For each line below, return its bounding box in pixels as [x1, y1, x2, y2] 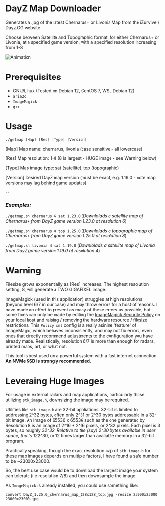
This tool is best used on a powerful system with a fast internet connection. [5, 353, 158, 359]
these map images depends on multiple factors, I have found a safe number [5, 453, 159, 459]
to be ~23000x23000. [5, 458, 51, 464]
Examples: [5, 201, 31, 208]
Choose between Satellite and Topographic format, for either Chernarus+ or [5, 34, 159, 40]
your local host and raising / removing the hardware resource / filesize [5, 317, 148, 323]
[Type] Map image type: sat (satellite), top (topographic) [5, 165, 119, 171]
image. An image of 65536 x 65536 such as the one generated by [12, 417, 145, 423]
